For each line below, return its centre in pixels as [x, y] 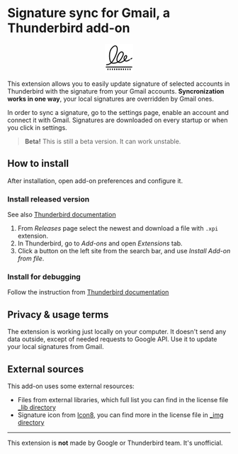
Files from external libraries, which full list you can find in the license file [123, 399]
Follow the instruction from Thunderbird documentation [88, 292]
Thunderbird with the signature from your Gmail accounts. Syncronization [116, 91]
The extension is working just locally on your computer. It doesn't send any [117, 332]
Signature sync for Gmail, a [89, 13]
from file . [31, 259]
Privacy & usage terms [58, 315]
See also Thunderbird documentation [62, 215]
